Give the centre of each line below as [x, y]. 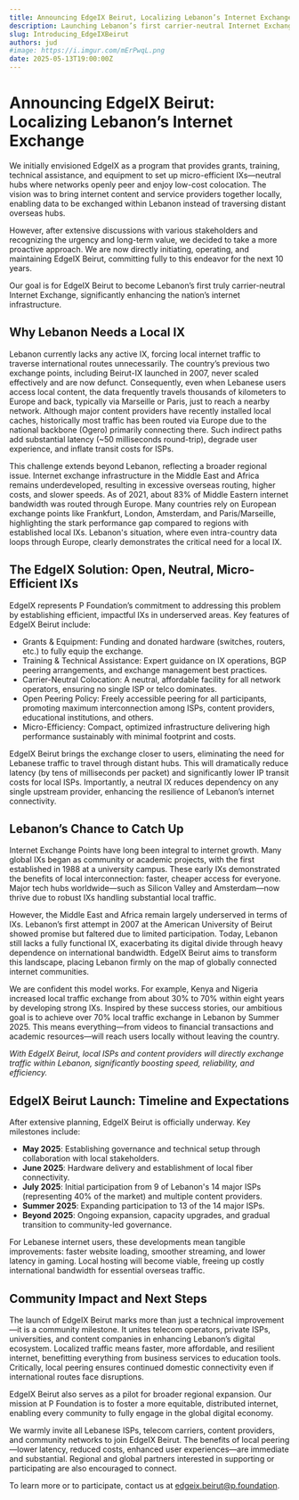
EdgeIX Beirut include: [50, 624]
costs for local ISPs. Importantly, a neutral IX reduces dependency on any [144, 782]
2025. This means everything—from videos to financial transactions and [141, 1027]
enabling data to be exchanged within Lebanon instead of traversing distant [148, 203]
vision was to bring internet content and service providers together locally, [146, 194]
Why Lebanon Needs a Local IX [97, 332]
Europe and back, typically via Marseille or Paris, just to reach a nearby [139, 401]
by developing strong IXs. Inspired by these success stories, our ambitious [146, 1008]
